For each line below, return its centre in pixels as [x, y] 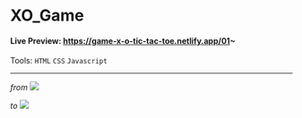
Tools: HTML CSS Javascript [59, 61]
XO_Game [47, 16]
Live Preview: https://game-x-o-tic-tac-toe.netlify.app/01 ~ [123, 40]
